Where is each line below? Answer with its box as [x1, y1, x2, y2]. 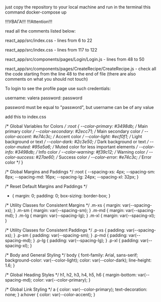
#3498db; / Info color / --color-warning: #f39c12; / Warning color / [15, 149, 148, 155]
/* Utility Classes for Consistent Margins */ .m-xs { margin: [5, 202, 122, 208]
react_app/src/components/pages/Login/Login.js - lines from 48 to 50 [5, 56, 145, 62]
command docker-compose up [5, 9, 67, 15]
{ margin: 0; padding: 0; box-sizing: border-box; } [12, 193, 111, 198]
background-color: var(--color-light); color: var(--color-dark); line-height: [5, 257, 152, 263]
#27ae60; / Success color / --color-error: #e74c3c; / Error [35, 154, 152, 160]
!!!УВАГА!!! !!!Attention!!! [5, 19, 52, 24]
